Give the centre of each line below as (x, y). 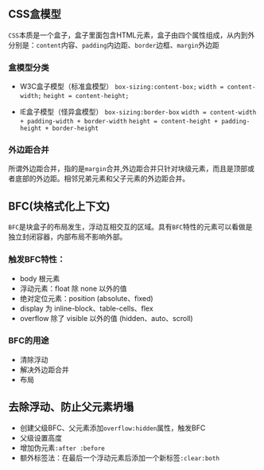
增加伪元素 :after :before (62, 448)
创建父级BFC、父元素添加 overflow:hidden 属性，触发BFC (113, 428)
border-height (76, 129)
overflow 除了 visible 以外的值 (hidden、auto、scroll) (106, 318)
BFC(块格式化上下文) (59, 206)
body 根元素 (40, 278)
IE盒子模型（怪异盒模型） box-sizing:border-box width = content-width (138, 112)
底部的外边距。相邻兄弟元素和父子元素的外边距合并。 (102, 178)
